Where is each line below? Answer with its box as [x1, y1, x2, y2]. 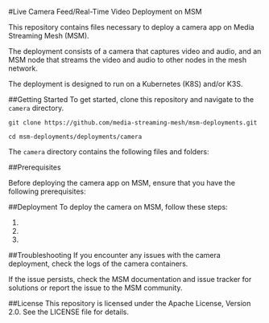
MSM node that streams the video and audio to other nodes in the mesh [8, 55, 247, 64]
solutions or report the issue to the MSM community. [8, 283, 183, 292]
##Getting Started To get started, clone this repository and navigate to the [8, 95, 255, 104]
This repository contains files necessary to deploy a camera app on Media [8, 22, 255, 31]
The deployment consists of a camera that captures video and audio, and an [8, 47, 262, 55]
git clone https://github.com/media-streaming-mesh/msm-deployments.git [8, 119, 258, 127]
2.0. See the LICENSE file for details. [8, 307, 129, 317]
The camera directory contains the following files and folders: [8, 147, 209, 156]
